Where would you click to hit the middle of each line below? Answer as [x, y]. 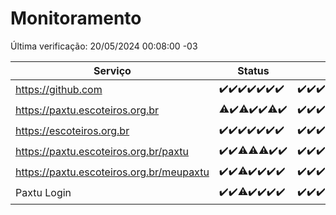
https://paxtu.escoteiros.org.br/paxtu [102, 152]
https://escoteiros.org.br [72, 131]
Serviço [112, 70]
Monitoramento [76, 18]
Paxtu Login [43, 193]
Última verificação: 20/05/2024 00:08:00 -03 [104, 46]
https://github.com [59, 90]
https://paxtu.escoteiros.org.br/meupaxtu [112, 172]
